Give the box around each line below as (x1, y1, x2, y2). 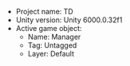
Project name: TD (15, 7, 73, 16)
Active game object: (15, 24, 82, 33)
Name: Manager (27, 32, 81, 41)
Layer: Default (27, 49, 74, 58)
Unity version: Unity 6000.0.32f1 (15, 15, 123, 25)
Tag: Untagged (27, 41, 77, 50)
